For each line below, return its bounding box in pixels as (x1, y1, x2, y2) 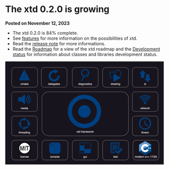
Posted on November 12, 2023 (5, 20, 70, 26)
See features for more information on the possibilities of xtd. (12, 35, 137, 41)
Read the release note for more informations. (12, 40, 106, 46)
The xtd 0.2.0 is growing (5, 4, 110, 15)
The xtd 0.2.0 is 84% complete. (12, 30, 78, 36)
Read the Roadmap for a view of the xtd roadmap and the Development (12, 46, 160, 52)
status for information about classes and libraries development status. (12, 51, 157, 57)
